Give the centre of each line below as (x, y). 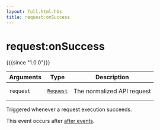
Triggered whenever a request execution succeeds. (69, 109)
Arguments (25, 77)
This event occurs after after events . (50, 121)
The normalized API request (112, 91)
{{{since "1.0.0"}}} (28, 63)
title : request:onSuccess (38, 17)
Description (112, 77)
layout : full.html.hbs (34, 12)
